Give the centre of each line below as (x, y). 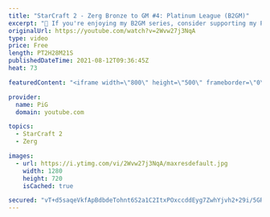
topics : (21, 127)
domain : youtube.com (50, 112)
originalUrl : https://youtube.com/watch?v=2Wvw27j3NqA (102, 31)
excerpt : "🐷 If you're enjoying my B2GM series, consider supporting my (133, 23)
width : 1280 (43, 171)
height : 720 (43, 178)
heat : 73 (23, 68)
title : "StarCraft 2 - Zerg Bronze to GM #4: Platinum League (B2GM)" (129, 16)
